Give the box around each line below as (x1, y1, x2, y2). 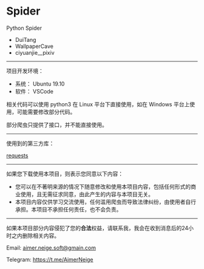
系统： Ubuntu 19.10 (15, 80, 65, 87)
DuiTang (15, 36, 36, 43)
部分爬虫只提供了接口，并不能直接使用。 (6, 121, 107, 128)
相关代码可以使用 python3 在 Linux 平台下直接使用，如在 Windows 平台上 (6, 100, 190, 107)
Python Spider (6, 24, 42, 32)
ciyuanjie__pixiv (15, 49, 55, 56)
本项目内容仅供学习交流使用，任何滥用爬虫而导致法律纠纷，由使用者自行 (15, 198, 196, 205)
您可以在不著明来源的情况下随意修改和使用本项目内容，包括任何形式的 (15, 183, 191, 190)
